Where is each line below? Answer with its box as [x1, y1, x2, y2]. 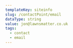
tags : [5, 26, 16, 31]
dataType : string [5, 16, 41, 21]
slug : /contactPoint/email [5, 12, 61, 17]
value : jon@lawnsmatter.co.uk [5, 21, 68, 26]
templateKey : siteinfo [5, 7, 52, 12]
